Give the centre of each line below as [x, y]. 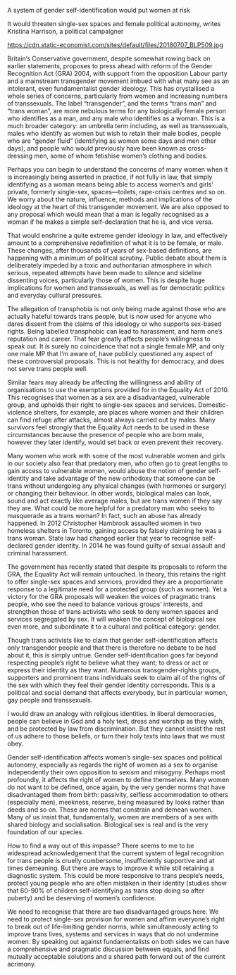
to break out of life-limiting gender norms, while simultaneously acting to [113, 926]
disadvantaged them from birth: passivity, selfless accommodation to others [118, 794]
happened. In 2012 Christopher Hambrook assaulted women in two [104, 523]
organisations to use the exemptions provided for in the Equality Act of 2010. [118, 390]
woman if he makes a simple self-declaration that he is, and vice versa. [110, 222]
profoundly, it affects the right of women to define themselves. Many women [118, 780]
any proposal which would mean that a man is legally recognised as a [108, 214]
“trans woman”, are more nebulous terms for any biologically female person [117, 111]
